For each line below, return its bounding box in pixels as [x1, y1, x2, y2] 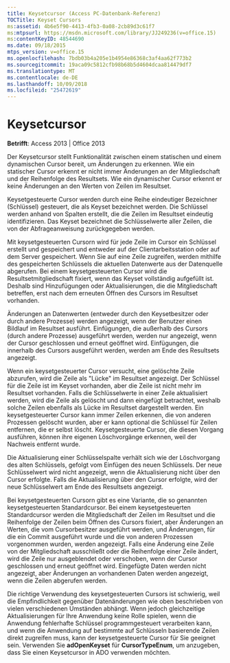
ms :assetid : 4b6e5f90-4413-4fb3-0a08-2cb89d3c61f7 [7, 23, 155, 30]
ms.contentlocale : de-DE [7, 74, 78, 81]
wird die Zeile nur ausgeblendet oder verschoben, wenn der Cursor [7, 555, 198, 563]
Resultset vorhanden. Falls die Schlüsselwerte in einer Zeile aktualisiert [7, 389, 208, 397]
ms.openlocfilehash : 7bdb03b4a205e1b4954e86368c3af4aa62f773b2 [7, 55, 192, 62]
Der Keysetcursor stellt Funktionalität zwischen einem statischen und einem [7, 153, 222, 161]
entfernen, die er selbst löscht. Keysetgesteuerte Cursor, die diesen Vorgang [7, 425, 225, 434]
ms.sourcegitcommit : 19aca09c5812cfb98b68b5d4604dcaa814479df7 [7, 61, 192, 68]
